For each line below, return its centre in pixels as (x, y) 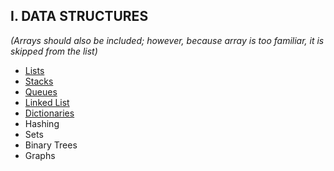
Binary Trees (51, 145)
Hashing (42, 123)
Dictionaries (49, 113)
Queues (41, 91)
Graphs (40, 155)
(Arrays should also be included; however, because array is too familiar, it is (167, 40)
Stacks (39, 81)
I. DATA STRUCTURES (79, 16)
